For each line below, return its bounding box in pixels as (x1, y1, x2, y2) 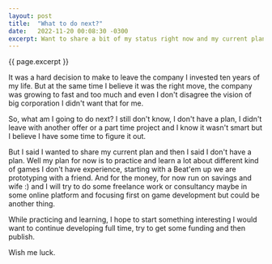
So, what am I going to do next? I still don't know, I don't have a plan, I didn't (8, 115, 262, 124)
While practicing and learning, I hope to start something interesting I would (8, 214, 257, 224)
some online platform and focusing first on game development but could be (8, 190, 261, 200)
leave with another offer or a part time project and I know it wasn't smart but (8, 123, 263, 132)
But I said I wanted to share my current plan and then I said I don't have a (8, 147, 253, 157)
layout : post (8, 11, 53, 20)
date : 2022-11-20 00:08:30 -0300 (8, 27, 129, 35)
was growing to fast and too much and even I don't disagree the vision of (8, 90, 253, 100)
